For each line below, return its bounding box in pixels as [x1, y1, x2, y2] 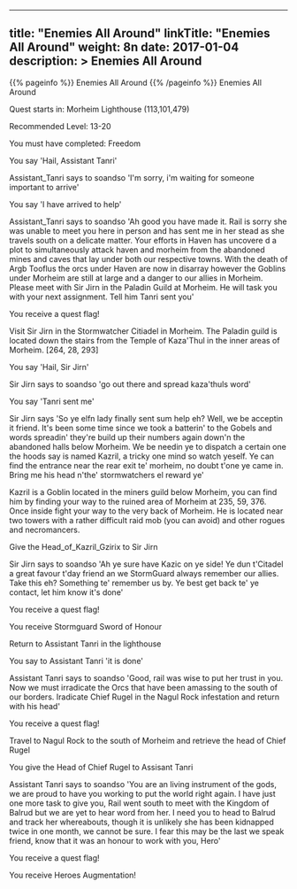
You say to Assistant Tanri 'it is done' [9, 655, 144, 666]
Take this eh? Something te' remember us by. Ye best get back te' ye [9, 577, 259, 588]
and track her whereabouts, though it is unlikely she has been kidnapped [9, 816, 274, 827]
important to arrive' [9, 182, 80, 192]
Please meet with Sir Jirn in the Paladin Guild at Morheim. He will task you [9, 282, 278, 292]
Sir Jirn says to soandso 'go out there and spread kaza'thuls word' [9, 378, 252, 390]
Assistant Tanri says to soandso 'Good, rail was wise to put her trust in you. [9, 672, 284, 683]
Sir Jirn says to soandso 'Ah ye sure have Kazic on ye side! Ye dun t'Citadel [9, 559, 284, 569]
